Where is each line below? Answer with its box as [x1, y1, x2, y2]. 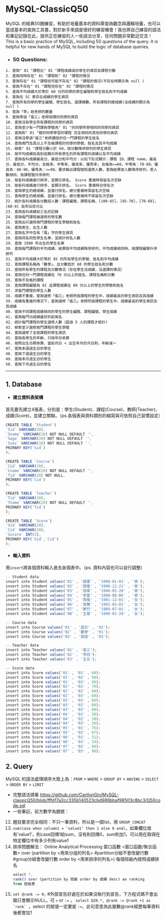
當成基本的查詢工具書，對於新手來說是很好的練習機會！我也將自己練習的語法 [5, 26, 161, 33]
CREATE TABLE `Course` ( [5, 459, 55, 464]
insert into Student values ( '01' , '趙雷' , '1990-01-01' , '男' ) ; [5, 579, 145, 584]
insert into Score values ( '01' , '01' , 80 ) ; [5, 670, 100, 675]
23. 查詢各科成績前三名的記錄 [5, 209, 59, 214]
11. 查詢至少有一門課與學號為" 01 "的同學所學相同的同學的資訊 [5, 125, 120, 130]
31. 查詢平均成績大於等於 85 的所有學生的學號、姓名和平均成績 [5, 256, 119, 262]
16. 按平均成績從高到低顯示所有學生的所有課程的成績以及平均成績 [5, 152, 121, 156]
